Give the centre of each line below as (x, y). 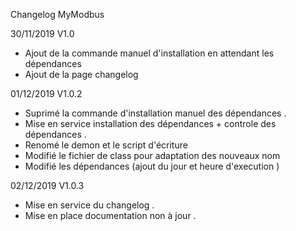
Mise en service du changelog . (89, 205)
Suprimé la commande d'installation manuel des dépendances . (155, 113)
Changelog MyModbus (57, 14)
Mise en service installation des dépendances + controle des (150, 123)
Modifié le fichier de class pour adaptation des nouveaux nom (152, 155)
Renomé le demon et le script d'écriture (106, 145)
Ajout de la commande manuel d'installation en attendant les (149, 53)
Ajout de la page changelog (81, 74)
